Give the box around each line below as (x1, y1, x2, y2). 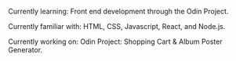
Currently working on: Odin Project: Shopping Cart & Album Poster (8, 37, 223, 46)
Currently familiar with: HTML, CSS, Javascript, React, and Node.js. (8, 22, 226, 30)
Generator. (8, 45, 43, 54)
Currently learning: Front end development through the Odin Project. (8, 7, 229, 16)
